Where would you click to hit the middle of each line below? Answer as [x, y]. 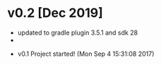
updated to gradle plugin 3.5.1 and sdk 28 [78, 32]
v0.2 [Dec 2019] [55, 13]
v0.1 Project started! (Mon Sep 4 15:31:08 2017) [86, 54]
